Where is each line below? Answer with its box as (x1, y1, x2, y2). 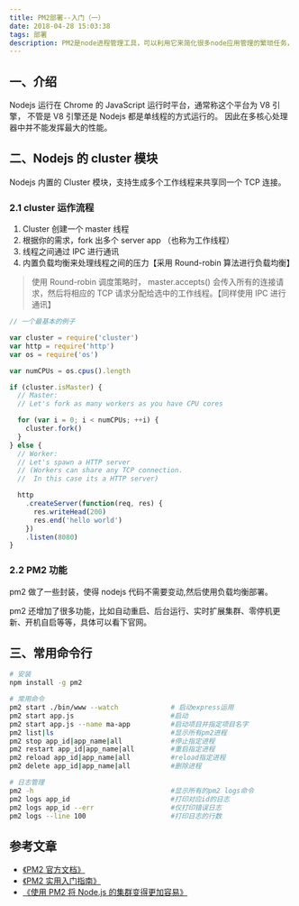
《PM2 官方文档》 (22, 865, 86, 875)
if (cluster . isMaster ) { (9, 382, 103, 392)
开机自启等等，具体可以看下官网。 (24, 617, 151, 627)
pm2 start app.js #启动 (9, 711, 189, 720)
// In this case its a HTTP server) (17, 474, 159, 483)
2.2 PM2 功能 (9, 564, 68, 577)
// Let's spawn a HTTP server (17, 457, 131, 467)
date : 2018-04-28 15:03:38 (9, 22, 111, 31)
